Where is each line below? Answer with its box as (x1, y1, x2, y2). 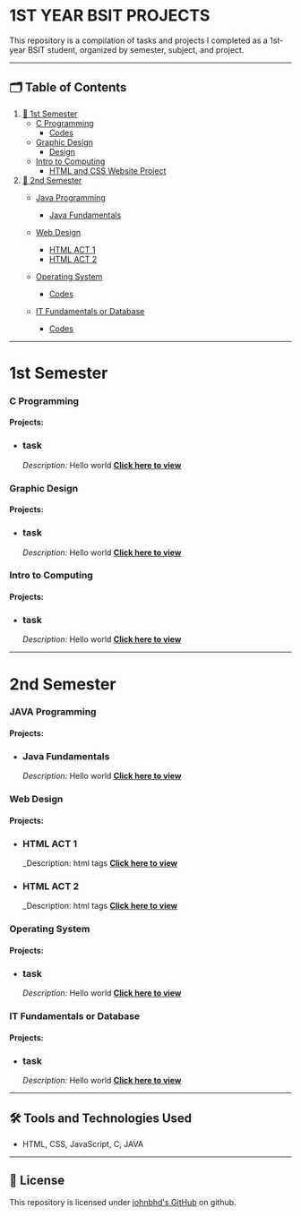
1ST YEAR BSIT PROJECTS (9, 5, 211, 26)
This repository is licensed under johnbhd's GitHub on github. (9, 1196, 236, 1207)
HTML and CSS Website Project (48, 165, 167, 176)
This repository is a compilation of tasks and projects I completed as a (9, 35, 269, 46)
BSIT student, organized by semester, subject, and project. (27, 44, 245, 55)
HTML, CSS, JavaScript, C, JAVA (21, 1138, 144, 1149)
